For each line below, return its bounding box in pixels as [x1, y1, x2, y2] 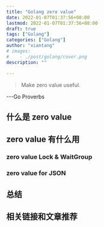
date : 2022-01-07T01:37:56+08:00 [6, 14, 90, 21]
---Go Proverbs [6, 93, 45, 100]
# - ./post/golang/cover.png [6, 54, 87, 60]
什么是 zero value [6, 112, 72, 122]
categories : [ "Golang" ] [6, 37, 66, 43]
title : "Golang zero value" [6, 8, 77, 15]
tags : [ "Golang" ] [6, 31, 50, 37]
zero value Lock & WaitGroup [6, 153, 93, 161]
